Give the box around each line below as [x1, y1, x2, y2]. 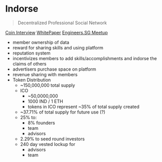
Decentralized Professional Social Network [17, 20, 107, 26]
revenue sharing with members [12, 71, 77, 77]
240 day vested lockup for [20, 141, 75, 147]
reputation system [12, 50, 51, 56]
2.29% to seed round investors [20, 136, 85, 142]
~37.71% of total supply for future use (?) [20, 109, 105, 115]
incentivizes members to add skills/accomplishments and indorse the [12, 55, 157, 61]
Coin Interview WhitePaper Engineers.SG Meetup [5, 29, 108, 35]
